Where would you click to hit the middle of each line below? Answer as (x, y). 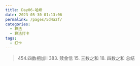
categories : (18, 24)
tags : (11, 39)
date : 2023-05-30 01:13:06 (34, 15)
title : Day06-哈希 (24, 10)
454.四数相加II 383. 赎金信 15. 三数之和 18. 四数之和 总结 (76, 58)
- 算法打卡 (20, 34)
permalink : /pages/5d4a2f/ (34, 19)
